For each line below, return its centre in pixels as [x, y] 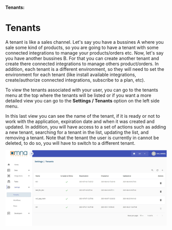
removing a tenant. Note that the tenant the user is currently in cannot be [82, 138]
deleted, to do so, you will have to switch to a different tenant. [70, 143]
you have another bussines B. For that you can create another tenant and [82, 58]
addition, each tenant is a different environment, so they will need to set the [85, 69]
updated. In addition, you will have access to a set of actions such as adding [86, 126]
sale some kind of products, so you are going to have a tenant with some [82, 47]
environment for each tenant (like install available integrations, [71, 74]
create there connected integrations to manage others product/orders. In [82, 64]
